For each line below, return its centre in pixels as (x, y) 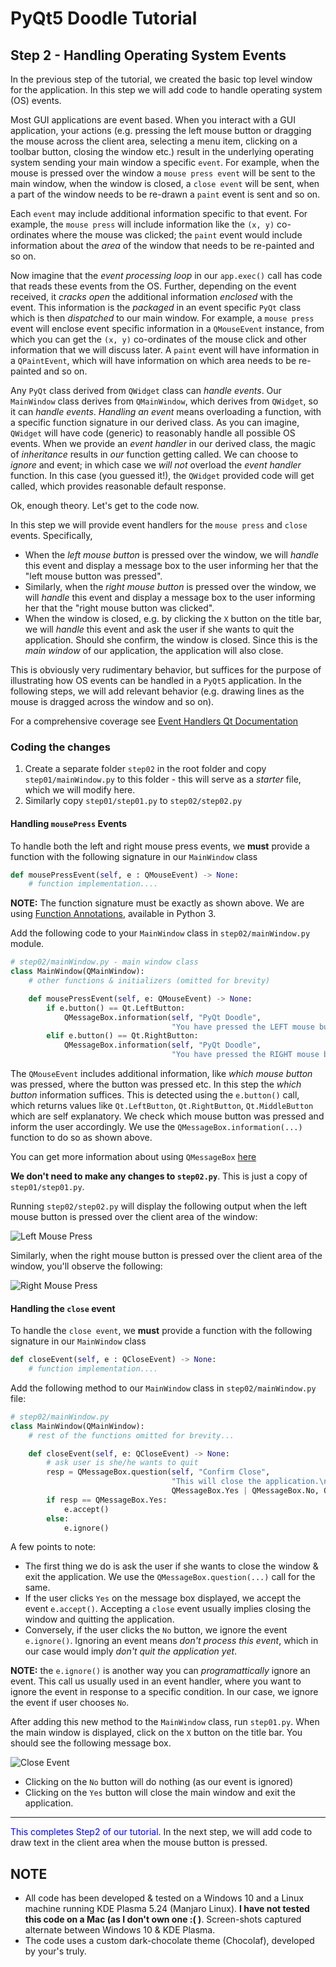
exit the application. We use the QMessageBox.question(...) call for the (170, 1577)
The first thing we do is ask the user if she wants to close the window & (171, 1566)
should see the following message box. (91, 1743)
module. (27, 944)
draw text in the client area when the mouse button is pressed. (139, 1843)
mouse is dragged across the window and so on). (112, 701)
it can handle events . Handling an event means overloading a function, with (166, 411)
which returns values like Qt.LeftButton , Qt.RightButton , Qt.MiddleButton (162, 1105)
